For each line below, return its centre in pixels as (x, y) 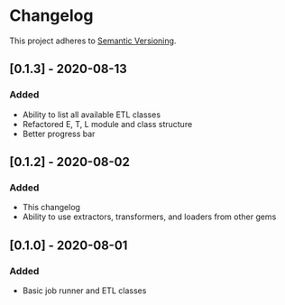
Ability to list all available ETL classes (91, 115)
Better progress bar (59, 134)
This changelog (51, 208)
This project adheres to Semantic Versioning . (93, 41)
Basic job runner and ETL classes (84, 291)
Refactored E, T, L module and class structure (107, 124)
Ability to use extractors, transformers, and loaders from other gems (149, 217)
